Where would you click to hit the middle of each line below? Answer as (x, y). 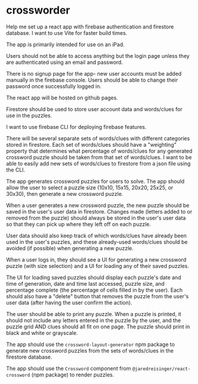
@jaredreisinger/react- (161, 369)
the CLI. (16, 170)
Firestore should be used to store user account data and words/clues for (94, 109)
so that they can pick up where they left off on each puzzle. (79, 224)
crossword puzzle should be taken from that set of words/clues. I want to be (99, 157)
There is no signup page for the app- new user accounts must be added (94, 73)
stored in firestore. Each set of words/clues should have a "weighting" (91, 144)
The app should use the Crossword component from (69, 368)
